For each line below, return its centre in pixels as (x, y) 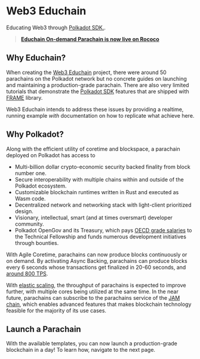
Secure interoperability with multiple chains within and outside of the (99, 179)
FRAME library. (24, 97)
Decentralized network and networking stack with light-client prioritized (103, 205)
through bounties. (37, 243)
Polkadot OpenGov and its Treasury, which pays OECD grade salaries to (103, 230)
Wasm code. (30, 198)
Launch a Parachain (44, 329)
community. (29, 224)
